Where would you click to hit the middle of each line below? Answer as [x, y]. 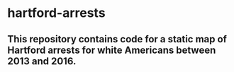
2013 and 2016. [42, 61]
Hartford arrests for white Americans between [112, 50]
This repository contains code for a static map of [117, 39]
